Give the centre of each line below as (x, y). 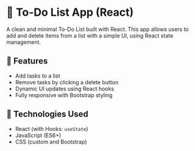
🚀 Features (27, 61)
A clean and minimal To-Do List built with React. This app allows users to (97, 29)
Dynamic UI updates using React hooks (65, 89)
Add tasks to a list (37, 76)
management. (24, 42)
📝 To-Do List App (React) (70, 12)
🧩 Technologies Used (47, 114)
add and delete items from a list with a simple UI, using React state (90, 35)
